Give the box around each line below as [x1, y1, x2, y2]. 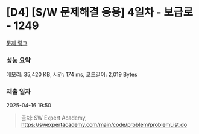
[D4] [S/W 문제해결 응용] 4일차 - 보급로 [6, 5, 194, 19]
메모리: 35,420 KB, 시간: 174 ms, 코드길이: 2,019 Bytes [6, 71, 137, 78]
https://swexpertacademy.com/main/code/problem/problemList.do [21, 121, 188, 128]
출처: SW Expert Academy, [21, 114, 87, 121]
